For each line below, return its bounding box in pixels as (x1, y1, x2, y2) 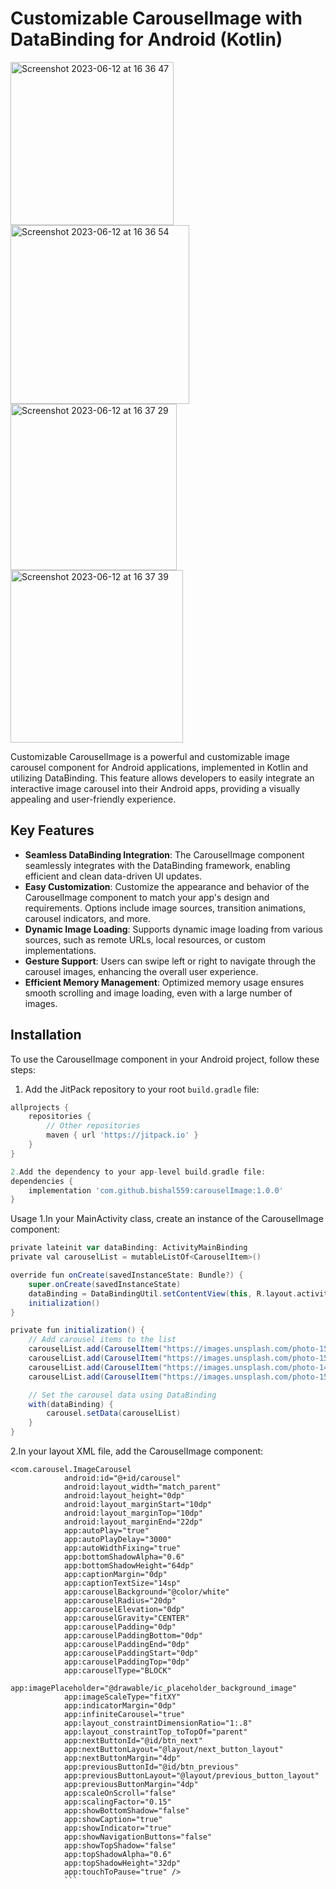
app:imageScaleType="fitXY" (63, 1692, 182, 1702)
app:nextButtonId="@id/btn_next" (63, 1736, 203, 1746)
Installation (10, 1027, 82, 1044)
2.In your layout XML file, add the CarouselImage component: (10, 1445, 264, 1457)
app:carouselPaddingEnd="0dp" (63, 1640, 190, 1650)
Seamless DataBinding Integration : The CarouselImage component (24, 848, 305, 861)
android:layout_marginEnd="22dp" (63, 1517, 203, 1527)
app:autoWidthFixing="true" (63, 1543, 182, 1554)
